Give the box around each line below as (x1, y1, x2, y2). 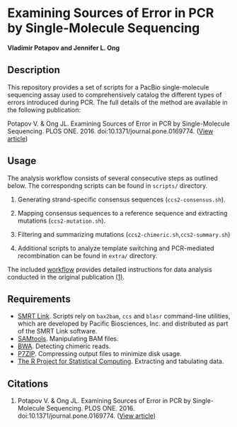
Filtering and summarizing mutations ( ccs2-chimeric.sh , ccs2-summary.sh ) (17, 230, 231, 238)
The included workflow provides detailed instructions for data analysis (7, 265, 212, 274)
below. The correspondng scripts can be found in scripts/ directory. (7, 181, 208, 189)
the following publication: (7, 105, 81, 114)
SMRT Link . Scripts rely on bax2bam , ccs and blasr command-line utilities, (17, 312, 231, 321)
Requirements (7, 293, 71, 305)
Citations (7, 377, 49, 389)
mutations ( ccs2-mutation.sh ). (17, 216, 106, 225)
